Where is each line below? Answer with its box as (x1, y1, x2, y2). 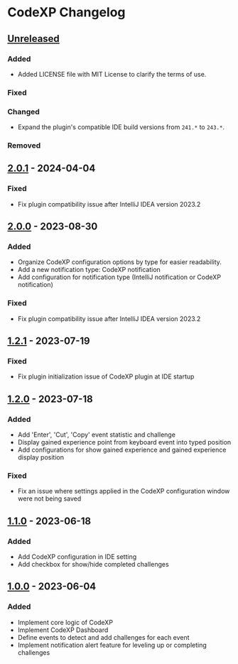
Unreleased (7, 33, 60, 45)
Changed (7, 107, 40, 116)
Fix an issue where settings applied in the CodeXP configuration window (17, 487, 230, 496)
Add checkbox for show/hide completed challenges (17, 560, 169, 569)
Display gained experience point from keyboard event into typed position (17, 438, 232, 447)
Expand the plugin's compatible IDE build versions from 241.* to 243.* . (17, 123, 225, 131)
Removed (7, 141, 41, 151)
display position (17, 453, 64, 462)
